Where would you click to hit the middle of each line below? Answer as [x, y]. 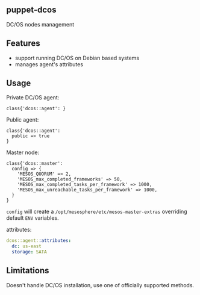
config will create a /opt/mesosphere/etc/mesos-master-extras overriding [97, 212]
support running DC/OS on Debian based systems [77, 58]
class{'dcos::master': [35, 164]
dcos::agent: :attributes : [39, 241]
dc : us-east [27, 246]
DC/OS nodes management [40, 24]
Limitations [28, 271]
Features [23, 44]
